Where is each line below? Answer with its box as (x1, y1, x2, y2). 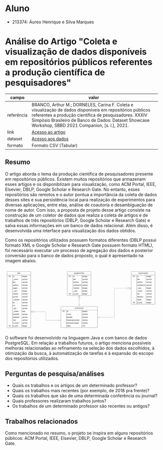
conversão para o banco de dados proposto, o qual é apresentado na (5, 252, 144, 258)
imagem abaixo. (5, 258, 37, 264)
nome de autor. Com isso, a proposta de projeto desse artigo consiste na (5, 207, 151, 213)
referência (7, 112, 28, 118)
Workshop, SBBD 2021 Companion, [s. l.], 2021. (31, 122, 129, 128)
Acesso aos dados (31, 136, 69, 142)
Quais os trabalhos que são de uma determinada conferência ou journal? (12, 393, 158, 399)
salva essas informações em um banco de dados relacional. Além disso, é (5, 222, 153, 228)
